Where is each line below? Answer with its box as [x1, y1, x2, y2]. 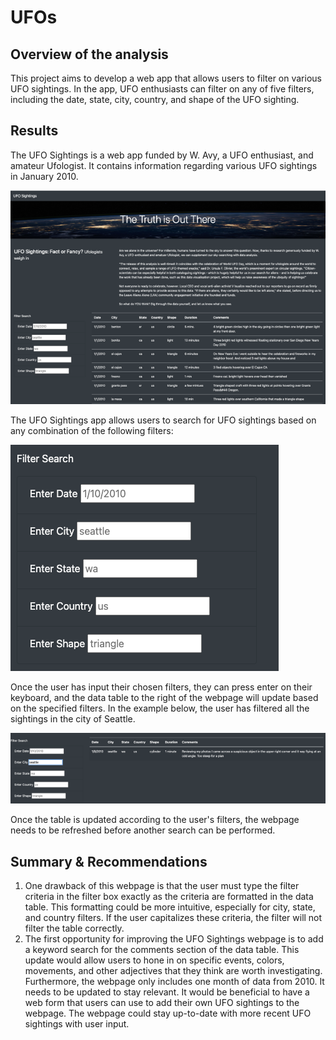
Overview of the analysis [10, 46, 169, 63]
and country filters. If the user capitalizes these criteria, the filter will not [24, 912, 323, 924]
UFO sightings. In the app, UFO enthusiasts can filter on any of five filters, [10, 83, 315, 95]
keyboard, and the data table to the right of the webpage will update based [10, 692, 319, 704]
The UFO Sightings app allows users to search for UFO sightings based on [10, 414, 317, 426]
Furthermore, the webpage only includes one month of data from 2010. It [24, 976, 325, 988]
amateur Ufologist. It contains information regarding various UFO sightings [10, 159, 318, 171]
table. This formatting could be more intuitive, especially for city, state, [24, 901, 316, 913]
